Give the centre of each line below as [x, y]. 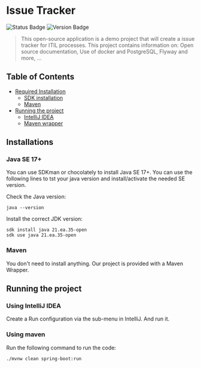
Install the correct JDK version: [44, 219]
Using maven [26, 334]
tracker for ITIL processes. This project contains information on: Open [107, 45]
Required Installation [40, 91]
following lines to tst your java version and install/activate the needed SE [96, 179]
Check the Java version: [36, 197]
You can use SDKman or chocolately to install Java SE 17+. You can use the [100, 173]
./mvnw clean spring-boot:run [44, 358]
